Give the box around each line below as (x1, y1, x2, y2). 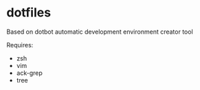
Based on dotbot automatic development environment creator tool (6, 27, 193, 36)
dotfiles (6, 5, 52, 21)
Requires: (6, 41, 34, 49)
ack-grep (16, 69, 43, 77)
